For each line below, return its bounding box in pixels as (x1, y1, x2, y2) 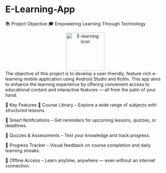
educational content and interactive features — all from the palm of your (5, 86, 156, 92)
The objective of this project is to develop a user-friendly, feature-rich (5, 70, 151, 77)
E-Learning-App (5, 4, 75, 15)
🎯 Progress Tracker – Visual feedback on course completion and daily (5, 142, 151, 148)
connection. (5, 162, 30, 168)
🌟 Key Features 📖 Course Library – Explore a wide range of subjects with (5, 101, 157, 108)
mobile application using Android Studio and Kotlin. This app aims (23, 76, 161, 82)
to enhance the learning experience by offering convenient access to (5, 81, 150, 87)
